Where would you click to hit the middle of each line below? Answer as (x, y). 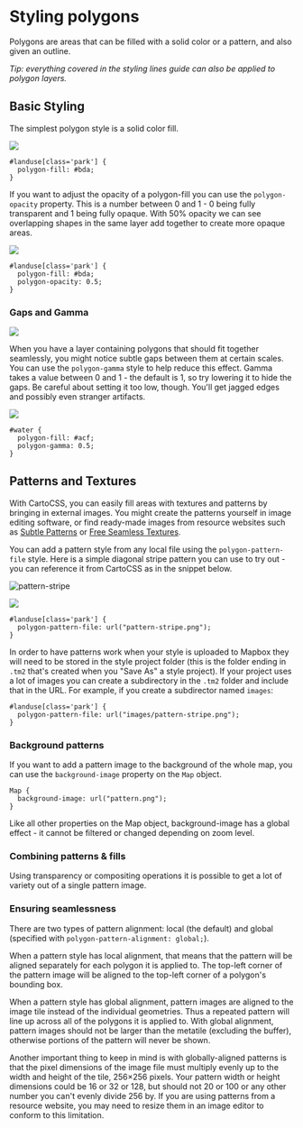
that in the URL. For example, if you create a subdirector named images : (141, 690)
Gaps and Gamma (49, 312)
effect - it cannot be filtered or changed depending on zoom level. (132, 833)
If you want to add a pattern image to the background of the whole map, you (151, 765)
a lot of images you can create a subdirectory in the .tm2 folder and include (149, 680)
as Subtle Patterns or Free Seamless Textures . (95, 532)
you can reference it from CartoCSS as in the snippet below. (121, 568)
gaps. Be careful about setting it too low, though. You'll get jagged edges (144, 387)
